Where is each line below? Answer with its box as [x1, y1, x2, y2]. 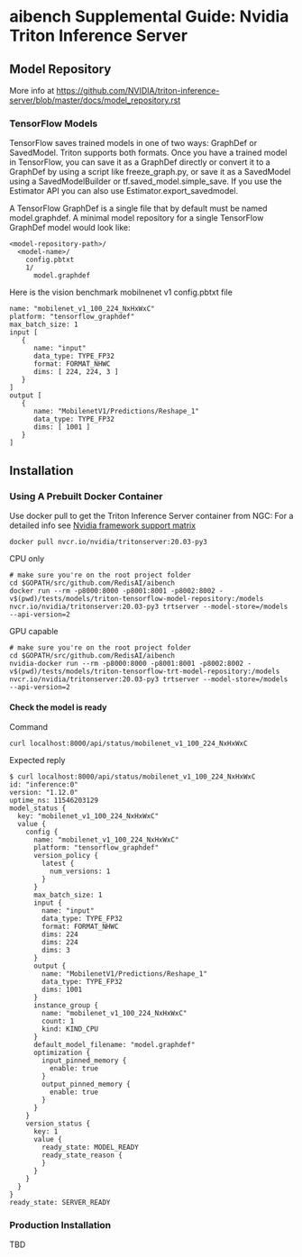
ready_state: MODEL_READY [41, 1143, 140, 1152]
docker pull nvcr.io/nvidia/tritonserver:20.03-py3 [9, 537, 207, 546]
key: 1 [32, 1127, 59, 1136]
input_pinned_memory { [41, 1056, 127, 1065]
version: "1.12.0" [9, 788, 78, 797]
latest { [41, 859, 75, 869]
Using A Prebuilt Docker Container [9, 489, 163, 502]
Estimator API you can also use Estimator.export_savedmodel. [9, 186, 239, 196]
